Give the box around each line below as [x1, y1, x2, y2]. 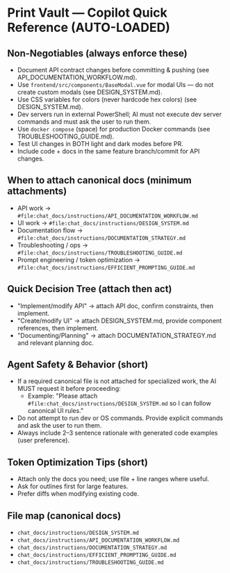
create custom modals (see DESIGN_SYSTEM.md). [17, 88, 163, 96]
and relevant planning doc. [17, 339, 94, 347]
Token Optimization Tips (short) [7, 456, 148, 468]
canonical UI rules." [27, 407, 84, 415]
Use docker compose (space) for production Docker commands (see [17, 125, 211, 133]
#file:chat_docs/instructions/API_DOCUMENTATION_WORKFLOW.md [17, 212, 199, 220]
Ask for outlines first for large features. [17, 482, 129, 491]
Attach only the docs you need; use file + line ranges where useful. [17, 475, 210, 483]
